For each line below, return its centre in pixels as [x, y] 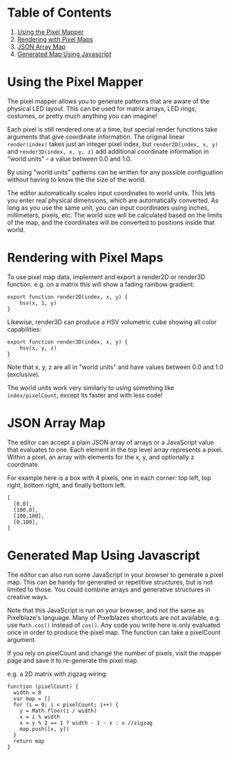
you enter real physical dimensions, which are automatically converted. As [113, 200]
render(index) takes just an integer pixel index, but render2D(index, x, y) [113, 144]
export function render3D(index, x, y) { [68, 342]
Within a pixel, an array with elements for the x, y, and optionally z [101, 457]
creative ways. [28, 596]
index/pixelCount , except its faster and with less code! [85, 395]
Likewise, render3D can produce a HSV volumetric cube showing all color [112, 322]
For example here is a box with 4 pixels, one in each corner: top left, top [109, 478]
